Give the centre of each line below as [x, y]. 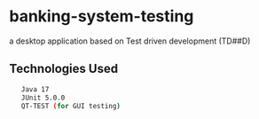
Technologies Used [63, 69]
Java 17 [35, 89]
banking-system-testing [102, 16]
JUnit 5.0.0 [43, 98]
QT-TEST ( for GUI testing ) [71, 106]
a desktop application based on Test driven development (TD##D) [130, 41]
